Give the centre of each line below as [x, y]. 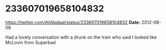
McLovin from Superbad [31, 42]
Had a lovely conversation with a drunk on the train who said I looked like [81, 37]
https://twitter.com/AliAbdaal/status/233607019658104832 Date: [73, 22]
